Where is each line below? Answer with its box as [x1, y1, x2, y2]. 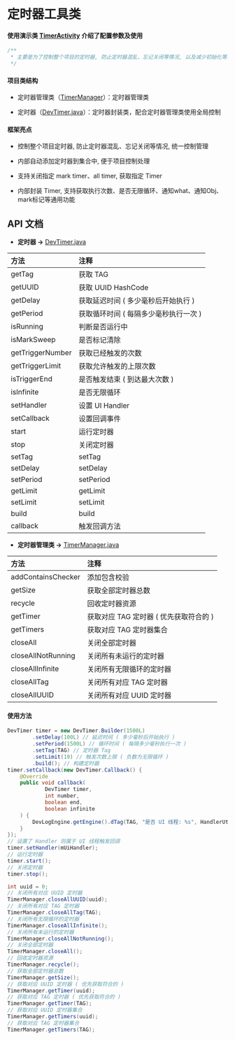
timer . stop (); [7, 870, 49, 878]
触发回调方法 [78, 522, 121, 532]
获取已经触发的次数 [78, 348, 142, 358]
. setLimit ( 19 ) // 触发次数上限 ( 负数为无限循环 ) [32, 753, 169, 760]
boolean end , [44, 799, 83, 806]
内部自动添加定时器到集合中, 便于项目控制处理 [17, 157, 150, 165]
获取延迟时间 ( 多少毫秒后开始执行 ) [78, 296, 195, 306]
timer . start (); [7, 857, 52, 864]
